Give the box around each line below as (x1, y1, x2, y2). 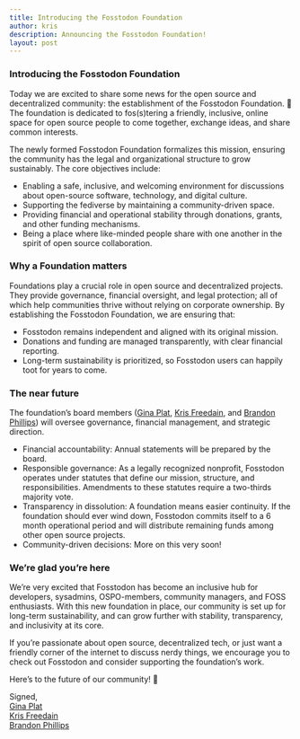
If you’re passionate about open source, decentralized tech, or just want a (9, 638, 283, 648)
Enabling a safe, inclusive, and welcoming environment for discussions (22, 180, 285, 191)
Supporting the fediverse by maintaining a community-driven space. (22, 199, 276, 210)
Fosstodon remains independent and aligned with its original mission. (22, 326, 278, 337)
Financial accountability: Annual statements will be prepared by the (22, 444, 271, 454)
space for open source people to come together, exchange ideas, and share (9, 117, 290, 128)
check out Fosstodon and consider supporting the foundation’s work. (9, 656, 265, 667)
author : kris (9, 22, 58, 31)
